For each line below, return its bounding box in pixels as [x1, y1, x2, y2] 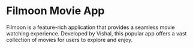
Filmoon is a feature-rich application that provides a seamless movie [6, 24, 175, 31]
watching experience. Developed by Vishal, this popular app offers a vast [6, 30, 187, 37]
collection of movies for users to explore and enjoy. [6, 36, 133, 43]
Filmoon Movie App [6, 4, 105, 18]
